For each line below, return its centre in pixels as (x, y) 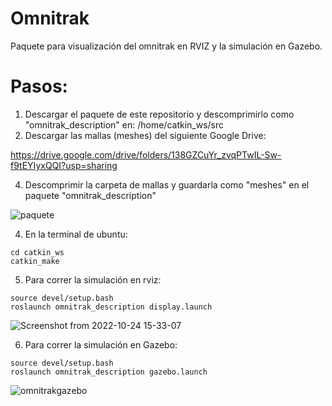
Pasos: (39, 86)
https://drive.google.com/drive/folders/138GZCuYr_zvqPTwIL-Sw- (146, 154)
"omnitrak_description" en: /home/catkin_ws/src (124, 124)
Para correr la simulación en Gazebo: (101, 344)
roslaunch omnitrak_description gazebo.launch (109, 372)
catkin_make (35, 261)
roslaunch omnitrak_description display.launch (111, 307)
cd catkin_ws (37, 252)
